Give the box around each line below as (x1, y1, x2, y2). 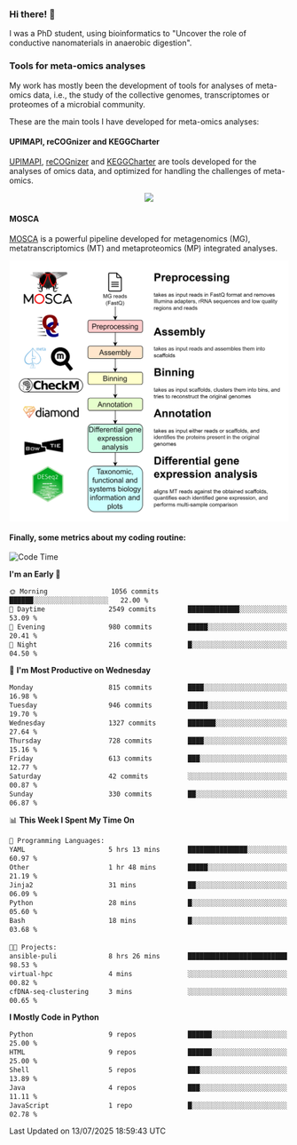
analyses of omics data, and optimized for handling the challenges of (9, 165, 262, 176)
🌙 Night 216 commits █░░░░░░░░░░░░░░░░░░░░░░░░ (9, 640, 288, 649)
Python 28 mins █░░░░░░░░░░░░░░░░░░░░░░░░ (9, 899, 288, 908)
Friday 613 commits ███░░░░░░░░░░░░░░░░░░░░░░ (9, 754, 288, 763)
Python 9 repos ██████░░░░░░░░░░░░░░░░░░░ (9, 1030, 288, 1039)
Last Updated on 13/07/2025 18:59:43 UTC (9, 1125, 167, 1136)
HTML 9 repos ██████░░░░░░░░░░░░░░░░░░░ (9, 1048, 288, 1057)
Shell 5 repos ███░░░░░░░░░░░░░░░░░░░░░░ (9, 1066, 288, 1075)
